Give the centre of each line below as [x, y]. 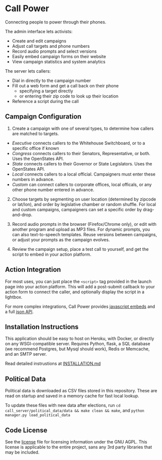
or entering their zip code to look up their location [69, 96]
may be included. [22, 452]
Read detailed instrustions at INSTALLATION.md [53, 363]
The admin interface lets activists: [39, 31]
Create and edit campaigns [39, 41]
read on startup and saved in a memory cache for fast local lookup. [72, 396]
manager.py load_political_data [38, 415]
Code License [26, 430]
